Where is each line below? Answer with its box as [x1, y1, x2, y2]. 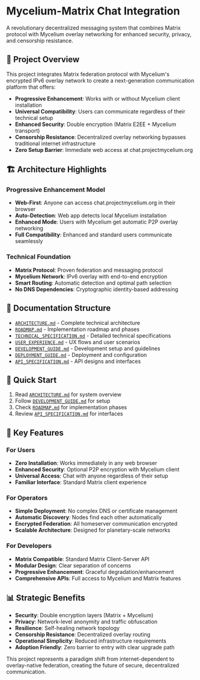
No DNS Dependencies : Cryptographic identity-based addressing [14, 285, 178, 293]
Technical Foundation [6, 253, 71, 261]
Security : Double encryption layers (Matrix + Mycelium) [14, 612, 154, 619]
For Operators [6, 493, 48, 502]
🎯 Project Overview [6, 54, 80, 65]
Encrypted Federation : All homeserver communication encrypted [14, 520, 178, 527]
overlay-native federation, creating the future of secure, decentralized [6, 662, 180, 669]
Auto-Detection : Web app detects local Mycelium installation [14, 212, 167, 219]
